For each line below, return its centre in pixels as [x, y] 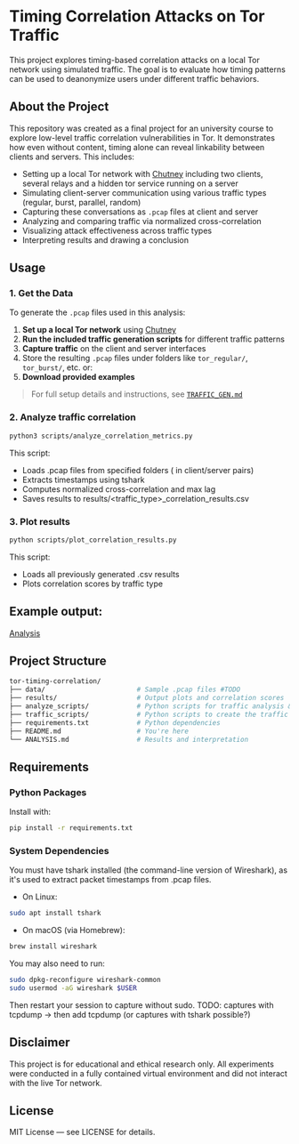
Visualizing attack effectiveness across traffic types [117, 230]
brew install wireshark [53, 947]
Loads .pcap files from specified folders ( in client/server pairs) [138, 470]
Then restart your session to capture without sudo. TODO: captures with [141, 1005]
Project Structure [58, 661]
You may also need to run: [57, 963]
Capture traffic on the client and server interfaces [114, 349]
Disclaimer [40, 1043]
